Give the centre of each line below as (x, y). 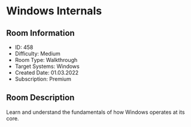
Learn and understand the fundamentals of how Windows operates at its (95, 112)
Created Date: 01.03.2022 (47, 72)
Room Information (40, 33)
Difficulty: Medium (38, 54)
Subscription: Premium (43, 79)
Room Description (40, 97)
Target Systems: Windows (47, 66)
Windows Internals (54, 11)
